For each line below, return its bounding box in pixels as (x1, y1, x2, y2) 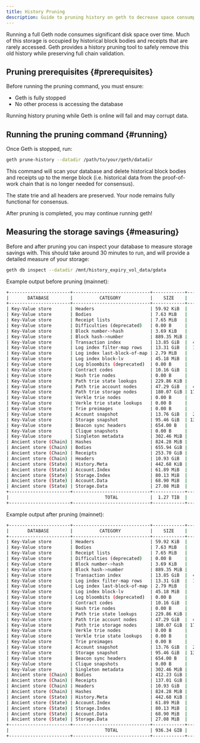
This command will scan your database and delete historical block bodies (6, 168, 186, 175)
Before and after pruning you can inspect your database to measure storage (6, 243, 193, 250)
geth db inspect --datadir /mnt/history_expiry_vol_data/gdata (6, 267, 167, 273)
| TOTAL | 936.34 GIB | (6, 727, 187, 733)
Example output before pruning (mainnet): (6, 278, 109, 285)
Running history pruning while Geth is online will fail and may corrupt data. (6, 112, 189, 119)
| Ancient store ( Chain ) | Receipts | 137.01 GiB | (6, 677, 187, 683)
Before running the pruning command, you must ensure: (6, 83, 144, 90)
